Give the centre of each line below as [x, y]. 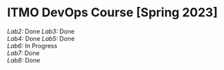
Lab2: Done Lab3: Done [41, 31]
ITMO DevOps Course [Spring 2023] [112, 13]
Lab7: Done [23, 53]
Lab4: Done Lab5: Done [41, 38]
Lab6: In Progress [32, 46]
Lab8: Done [24, 60]
